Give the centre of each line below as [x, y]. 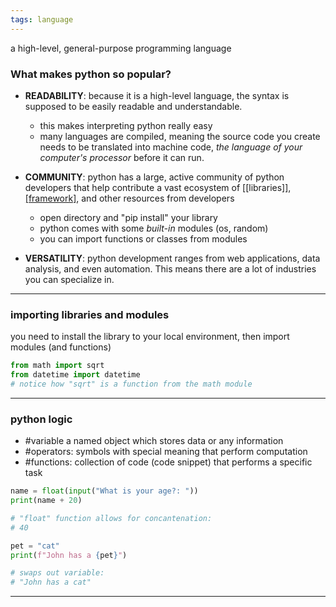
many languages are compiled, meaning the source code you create [180, 136]
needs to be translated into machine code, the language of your [171, 147]
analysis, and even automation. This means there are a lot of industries [170, 268]
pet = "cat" [35, 546]
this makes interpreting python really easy [126, 125]
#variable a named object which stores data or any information [154, 441]
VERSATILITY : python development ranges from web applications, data [172, 258]
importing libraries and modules [90, 314]
